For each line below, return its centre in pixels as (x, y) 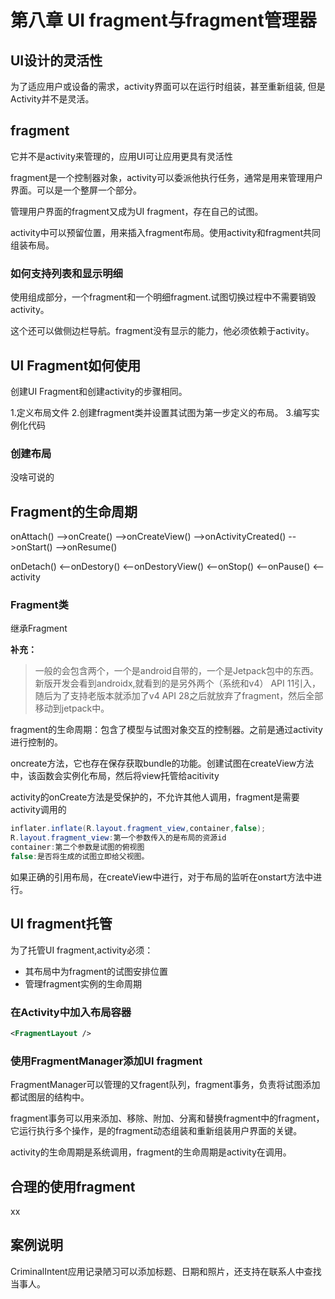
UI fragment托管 (61, 924)
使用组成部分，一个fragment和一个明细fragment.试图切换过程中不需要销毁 (163, 297)
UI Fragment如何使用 (76, 365)
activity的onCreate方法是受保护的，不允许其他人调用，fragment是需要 (155, 797)
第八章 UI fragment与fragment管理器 (163, 20)
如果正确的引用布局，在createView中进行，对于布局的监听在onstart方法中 (162, 877)
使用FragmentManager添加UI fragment (106, 1061)
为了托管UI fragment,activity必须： (82, 950)
